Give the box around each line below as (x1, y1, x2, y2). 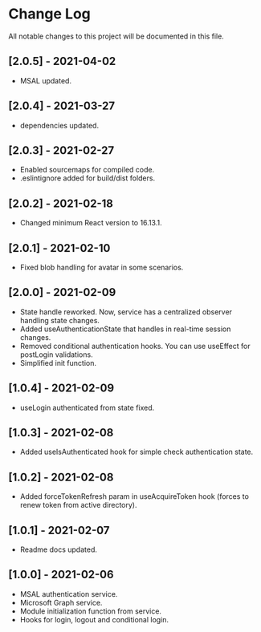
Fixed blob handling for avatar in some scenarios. (19, 262, 184, 272)
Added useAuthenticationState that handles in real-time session (19, 324, 231, 334)
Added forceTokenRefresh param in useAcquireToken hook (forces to (19, 492, 249, 501)
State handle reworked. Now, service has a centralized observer (19, 306, 233, 317)
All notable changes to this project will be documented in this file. (8, 31, 225, 41)
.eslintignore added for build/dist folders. (19, 173, 155, 183)
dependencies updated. (19, 120, 99, 130)
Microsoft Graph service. (19, 598, 103, 607)
